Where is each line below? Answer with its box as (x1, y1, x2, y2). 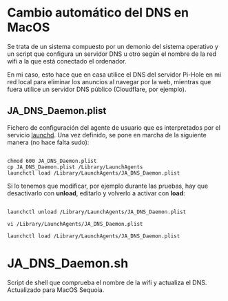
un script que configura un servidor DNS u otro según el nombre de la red (7, 50, 217, 58)
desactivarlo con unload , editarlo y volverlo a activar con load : (7, 188, 186, 197)
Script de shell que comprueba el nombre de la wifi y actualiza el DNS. (7, 278, 207, 287)
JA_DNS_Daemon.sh (7, 255, 129, 271)
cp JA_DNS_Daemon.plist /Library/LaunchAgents (7, 164, 143, 171)
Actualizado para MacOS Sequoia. (7, 285, 105, 294)
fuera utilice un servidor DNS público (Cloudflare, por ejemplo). (7, 85, 187, 93)
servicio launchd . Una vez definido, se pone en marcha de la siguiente (7, 130, 207, 139)
